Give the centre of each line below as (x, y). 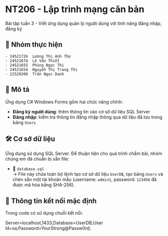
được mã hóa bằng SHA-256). (44, 185)
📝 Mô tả (17, 90)
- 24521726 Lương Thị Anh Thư (38, 56)
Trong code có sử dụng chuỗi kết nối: (44, 213)
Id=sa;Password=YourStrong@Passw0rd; (48, 228)
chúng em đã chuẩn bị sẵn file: (37, 159)
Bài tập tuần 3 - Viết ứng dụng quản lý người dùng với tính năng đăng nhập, (83, 23)
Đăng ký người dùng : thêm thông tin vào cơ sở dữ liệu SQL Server (81, 111)
